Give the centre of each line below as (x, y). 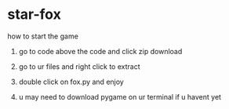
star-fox (35, 15)
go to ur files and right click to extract (79, 66)
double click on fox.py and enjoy (71, 82)
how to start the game (43, 36)
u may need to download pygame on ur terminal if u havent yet (120, 96)
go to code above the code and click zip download (100, 51)
